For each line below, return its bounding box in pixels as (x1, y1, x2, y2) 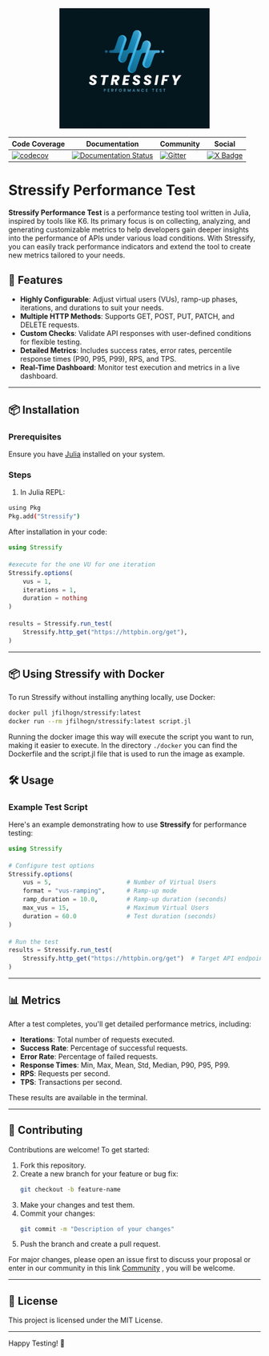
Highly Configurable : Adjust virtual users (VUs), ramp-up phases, (19, 294, 239, 304)
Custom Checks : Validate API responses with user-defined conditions (19, 329, 252, 338)
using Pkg (8, 504, 42, 512)
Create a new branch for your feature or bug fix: (19, 1168, 179, 1178)
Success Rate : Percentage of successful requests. (19, 1042, 188, 1053)
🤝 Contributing (8, 1123, 83, 1137)
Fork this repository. (19, 1160, 86, 1170)
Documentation (86, 139, 139, 148)
